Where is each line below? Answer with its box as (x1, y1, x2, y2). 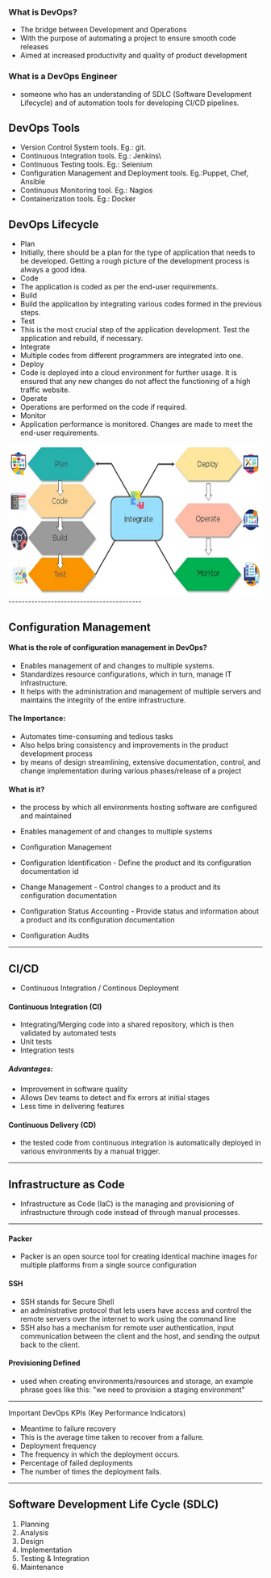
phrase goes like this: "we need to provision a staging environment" (19, 1385, 246, 1394)
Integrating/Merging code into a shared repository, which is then (19, 1019, 235, 1029)
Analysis (19, 1527, 49, 1538)
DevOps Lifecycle (8, 217, 99, 231)
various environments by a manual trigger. (19, 1146, 161, 1156)
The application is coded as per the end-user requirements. (19, 282, 219, 292)
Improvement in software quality (19, 1084, 128, 1094)
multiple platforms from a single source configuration (19, 1260, 198, 1270)
